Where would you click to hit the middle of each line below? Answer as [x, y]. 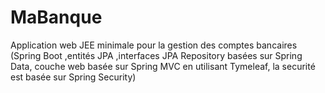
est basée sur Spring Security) [73, 77]
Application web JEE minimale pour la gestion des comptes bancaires [154, 45]
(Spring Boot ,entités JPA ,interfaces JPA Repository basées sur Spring [156, 55]
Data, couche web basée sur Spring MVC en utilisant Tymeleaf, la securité [163, 66]
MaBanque [56, 17]
